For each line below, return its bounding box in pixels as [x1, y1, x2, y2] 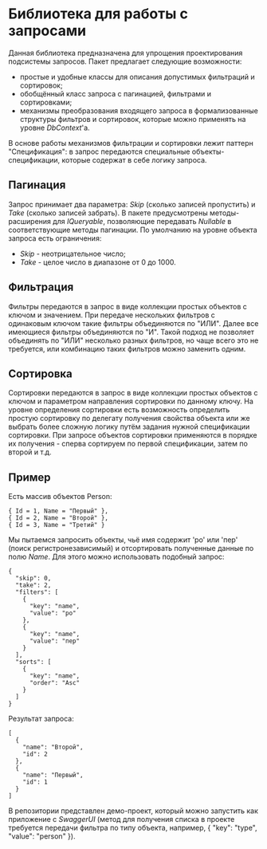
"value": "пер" [29, 637, 80, 646]
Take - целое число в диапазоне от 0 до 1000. [19, 257, 177, 267]
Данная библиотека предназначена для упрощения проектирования [8, 48, 243, 57]
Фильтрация [8, 281, 74, 294]
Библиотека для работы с [8, 5, 189, 23]
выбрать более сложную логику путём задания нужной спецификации [8, 422, 250, 431]
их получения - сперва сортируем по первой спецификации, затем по [8, 439, 249, 449]
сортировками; [19, 97, 73, 107]
